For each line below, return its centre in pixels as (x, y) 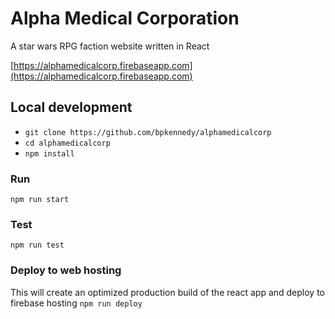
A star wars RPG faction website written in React (110, 46)
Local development (71, 107)
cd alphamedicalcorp (67, 143)
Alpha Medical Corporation (125, 18)
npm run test (37, 245)
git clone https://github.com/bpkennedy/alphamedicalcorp (148, 132)
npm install (49, 153)
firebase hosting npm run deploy (76, 303)
